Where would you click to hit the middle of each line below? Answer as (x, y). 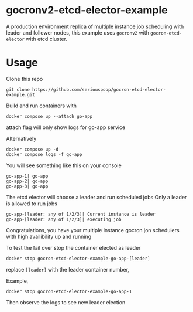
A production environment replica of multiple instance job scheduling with (95, 26)
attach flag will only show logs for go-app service (66, 127)
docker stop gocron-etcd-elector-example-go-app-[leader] (78, 259)
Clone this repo (25, 79)
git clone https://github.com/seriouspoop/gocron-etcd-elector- (86, 89)
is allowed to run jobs (32, 204)
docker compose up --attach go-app (49, 116)
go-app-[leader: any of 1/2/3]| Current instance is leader (81, 214)
